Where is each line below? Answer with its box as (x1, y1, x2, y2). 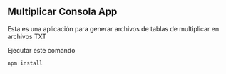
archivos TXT (7, 32, 46, 41)
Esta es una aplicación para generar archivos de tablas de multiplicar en (7, 24, 220, 33)
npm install (7, 60, 43, 67)
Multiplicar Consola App (7, 6, 118, 18)
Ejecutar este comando (7, 46, 76, 54)
